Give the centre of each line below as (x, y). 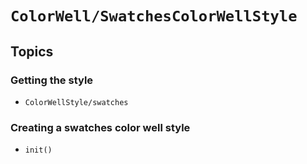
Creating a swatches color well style (100, 127)
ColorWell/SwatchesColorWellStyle (154, 16)
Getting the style (52, 80)
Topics (32, 51)
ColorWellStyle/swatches (76, 102)
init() (38, 150)
